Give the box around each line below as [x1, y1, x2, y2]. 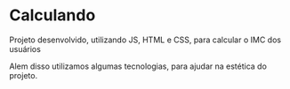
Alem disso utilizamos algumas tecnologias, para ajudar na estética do [9, 61, 267, 71]
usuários [9, 43, 42, 54]
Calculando [9, 5, 96, 26]
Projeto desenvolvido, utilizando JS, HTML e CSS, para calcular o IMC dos [9, 34, 282, 45]
